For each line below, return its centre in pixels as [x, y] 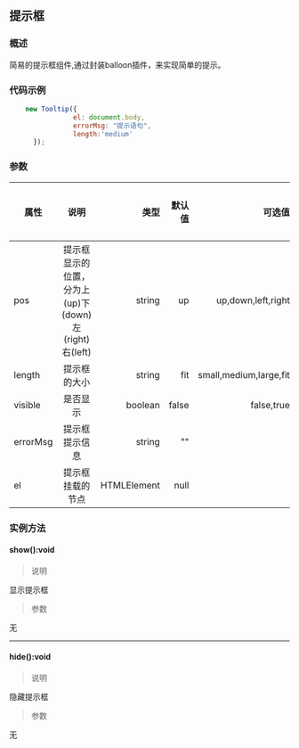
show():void [32, 550]
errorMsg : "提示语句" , [112, 126]
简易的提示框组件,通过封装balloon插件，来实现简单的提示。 [117, 64]
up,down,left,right [254, 300]
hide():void [30, 657]
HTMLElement [130, 485]
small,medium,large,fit [244, 374]
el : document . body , [109, 117]
